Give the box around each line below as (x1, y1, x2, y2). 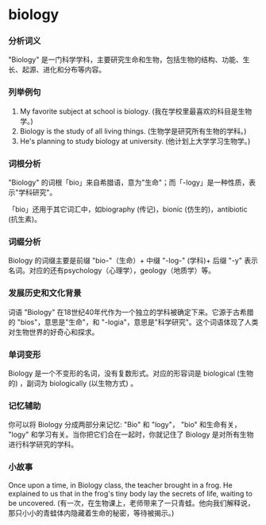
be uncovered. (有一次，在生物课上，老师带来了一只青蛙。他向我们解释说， (8, 498, 255, 507)
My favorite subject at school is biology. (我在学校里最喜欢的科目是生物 (19, 106, 253, 116)
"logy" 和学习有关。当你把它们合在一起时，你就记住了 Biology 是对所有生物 (8, 430, 254, 439)
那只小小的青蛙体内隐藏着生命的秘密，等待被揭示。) (8, 507, 175, 518)
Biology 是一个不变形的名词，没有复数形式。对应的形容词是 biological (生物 (8, 368, 254, 378)
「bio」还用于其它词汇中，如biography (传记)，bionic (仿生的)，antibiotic (8, 204, 248, 214)
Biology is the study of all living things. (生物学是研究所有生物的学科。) (19, 126, 247, 136)
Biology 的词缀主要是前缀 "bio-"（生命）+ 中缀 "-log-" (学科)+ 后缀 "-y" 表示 (8, 256, 258, 266)
